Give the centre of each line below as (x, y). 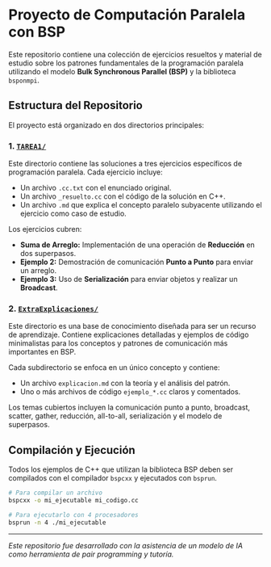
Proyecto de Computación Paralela (127, 15)
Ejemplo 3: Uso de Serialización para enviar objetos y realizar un (129, 279)
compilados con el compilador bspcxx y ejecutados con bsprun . (113, 478)
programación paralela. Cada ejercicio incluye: (85, 172)
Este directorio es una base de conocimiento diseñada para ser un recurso (132, 326)
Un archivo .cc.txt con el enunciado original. (96, 188)
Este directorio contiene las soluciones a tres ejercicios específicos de (125, 164)
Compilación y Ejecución (72, 450)
